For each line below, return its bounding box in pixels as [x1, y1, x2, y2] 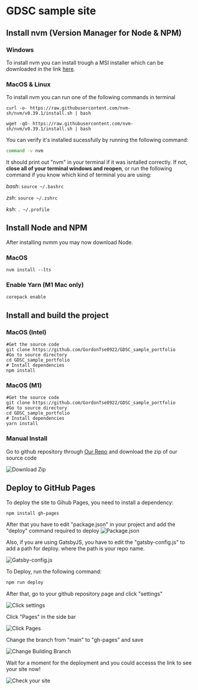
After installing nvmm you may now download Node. [6, 239, 134, 246]
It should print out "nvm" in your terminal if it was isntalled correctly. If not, [6, 159, 188, 166]
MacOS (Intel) [6, 328, 47, 336]
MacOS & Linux [6, 80, 51, 88]
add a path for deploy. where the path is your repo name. [6, 545, 145, 552]
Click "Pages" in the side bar [6, 613, 76, 621]
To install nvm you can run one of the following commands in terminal [6, 94, 176, 101]
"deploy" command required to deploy [6, 527, 99, 534]
